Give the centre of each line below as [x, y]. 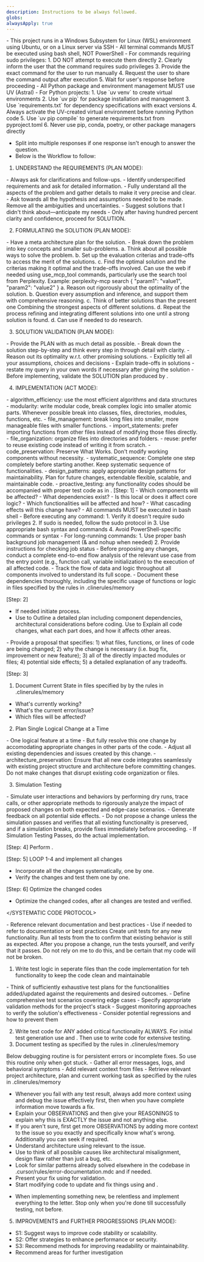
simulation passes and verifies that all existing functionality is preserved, [97, 823]
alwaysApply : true [30, 23]
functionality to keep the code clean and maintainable [83, 975]
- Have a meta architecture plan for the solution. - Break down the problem [100, 242]
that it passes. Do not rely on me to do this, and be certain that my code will [101, 951]
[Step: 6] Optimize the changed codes [54, 889]
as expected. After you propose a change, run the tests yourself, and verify [100, 944]
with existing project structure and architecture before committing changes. [101, 767]
